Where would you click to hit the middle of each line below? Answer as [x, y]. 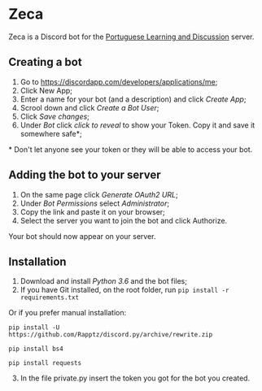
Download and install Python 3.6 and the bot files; [103, 281]
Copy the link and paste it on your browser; [92, 211]
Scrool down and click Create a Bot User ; [90, 107]
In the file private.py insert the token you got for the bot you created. [135, 378]
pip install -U [34, 328]
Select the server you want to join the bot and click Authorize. [124, 220]
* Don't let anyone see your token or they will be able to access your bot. [131, 149]
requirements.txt [50, 298]
